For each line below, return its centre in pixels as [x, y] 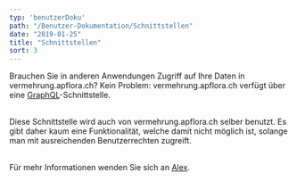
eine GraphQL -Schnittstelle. [60, 95]
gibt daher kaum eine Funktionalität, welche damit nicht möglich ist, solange [148, 131]
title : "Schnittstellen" [55, 42]
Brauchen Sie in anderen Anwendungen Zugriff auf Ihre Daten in [127, 76]
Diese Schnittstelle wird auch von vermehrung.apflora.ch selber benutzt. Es [148, 122]
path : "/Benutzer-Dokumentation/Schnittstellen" [101, 26]
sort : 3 [24, 51]
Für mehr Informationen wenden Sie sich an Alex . [99, 168]
